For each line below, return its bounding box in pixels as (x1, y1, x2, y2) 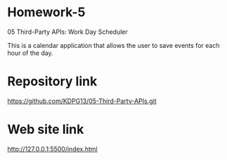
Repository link (7, 73, 98, 90)
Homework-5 (7, 4, 86, 20)
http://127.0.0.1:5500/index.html (7, 144, 98, 153)
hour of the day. (7, 49, 54, 57)
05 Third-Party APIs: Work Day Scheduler (7, 27, 128, 36)
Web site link (7, 121, 84, 137)
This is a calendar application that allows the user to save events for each (7, 41, 220, 49)
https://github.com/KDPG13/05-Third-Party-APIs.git (7, 97, 157, 105)
